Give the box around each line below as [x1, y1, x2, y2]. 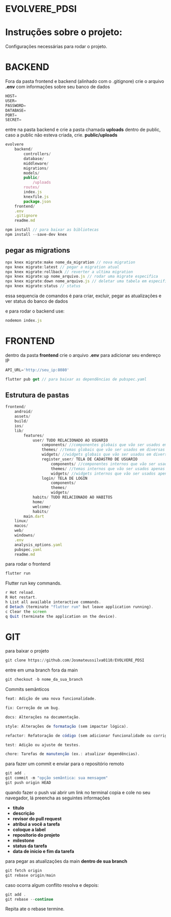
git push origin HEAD [5, 780, 51, 786]
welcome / [32, 504, 51, 509]
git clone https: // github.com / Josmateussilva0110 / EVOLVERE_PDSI [5, 658, 145, 663]
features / [23, 433, 44, 438]
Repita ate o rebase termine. [5, 906, 65, 912]
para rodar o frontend [5, 561, 51, 567]
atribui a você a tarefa [12, 821, 60, 827]
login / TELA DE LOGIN [41, 476, 88, 481]
